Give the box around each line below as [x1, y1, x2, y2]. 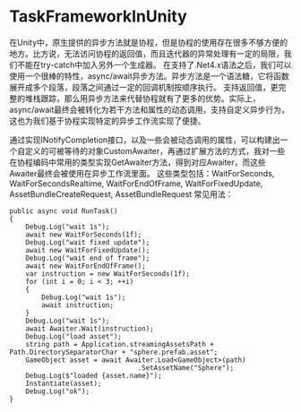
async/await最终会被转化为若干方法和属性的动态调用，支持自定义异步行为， [9, 104, 289, 115]
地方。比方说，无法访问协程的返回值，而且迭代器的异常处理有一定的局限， [9, 47, 284, 59]
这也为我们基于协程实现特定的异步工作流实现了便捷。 [9, 115, 206, 126]
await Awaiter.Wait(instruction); [25, 324, 154, 333]
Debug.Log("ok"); [25, 387, 90, 396]
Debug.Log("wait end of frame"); [25, 253, 150, 262]
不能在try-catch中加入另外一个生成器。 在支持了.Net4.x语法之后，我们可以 [16, 59, 292, 70]
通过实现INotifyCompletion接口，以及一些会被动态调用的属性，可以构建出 [9, 134, 280, 145]
